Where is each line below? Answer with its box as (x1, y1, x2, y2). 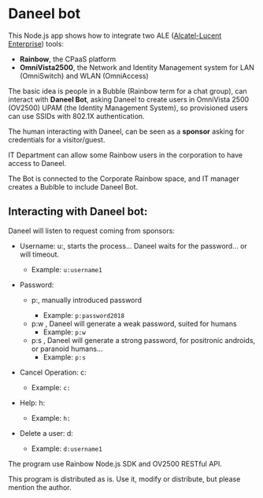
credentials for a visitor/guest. (8, 135, 106, 144)
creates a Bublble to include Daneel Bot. (8, 182, 139, 191)
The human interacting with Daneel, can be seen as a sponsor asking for (8, 127, 245, 136)
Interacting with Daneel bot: (8, 205, 148, 219)
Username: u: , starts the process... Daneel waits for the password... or (19, 241, 248, 250)
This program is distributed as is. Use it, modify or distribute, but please (8, 474, 241, 484)
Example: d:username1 (31, 444, 102, 453)
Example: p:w (43, 327, 87, 337)
